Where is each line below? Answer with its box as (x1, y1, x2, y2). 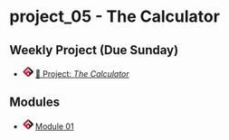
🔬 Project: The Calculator (34, 69, 129, 79)
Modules (9, 95, 61, 110)
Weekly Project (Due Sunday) (9, 42, 179, 58)
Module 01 (34, 120, 74, 132)
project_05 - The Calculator (9, 6, 220, 27)
